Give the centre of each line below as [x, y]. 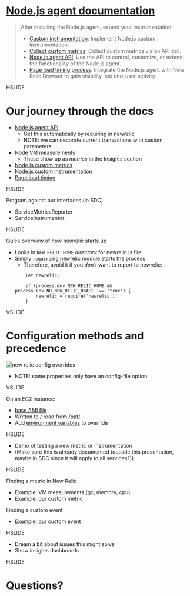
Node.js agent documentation [81, 11]
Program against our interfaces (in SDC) [55, 200]
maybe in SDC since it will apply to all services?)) [74, 458]
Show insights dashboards [47, 550]
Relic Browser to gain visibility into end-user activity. [93, 76]
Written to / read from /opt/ [47, 417]
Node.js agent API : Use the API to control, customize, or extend [106, 57]
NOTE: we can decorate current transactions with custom [93, 140]
